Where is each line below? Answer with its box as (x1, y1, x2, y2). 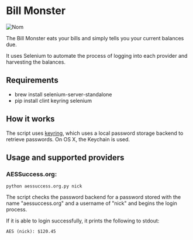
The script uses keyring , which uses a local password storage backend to (6, 130, 184, 137)
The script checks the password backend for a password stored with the (6, 194, 181, 201)
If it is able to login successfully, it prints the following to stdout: (6, 217, 160, 224)
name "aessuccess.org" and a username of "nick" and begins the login (6, 200, 177, 207)
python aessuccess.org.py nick (6, 183, 82, 189)
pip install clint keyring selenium (14, 97, 92, 104)
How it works (6, 114, 55, 124)
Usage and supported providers (6, 152, 125, 162)
